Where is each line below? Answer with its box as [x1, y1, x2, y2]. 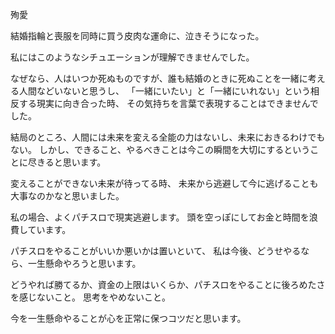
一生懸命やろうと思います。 [27, 258, 142, 269]
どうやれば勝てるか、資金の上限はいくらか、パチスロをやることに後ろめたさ [10, 279, 326, 290]
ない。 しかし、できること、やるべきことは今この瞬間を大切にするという [10, 144, 311, 155]
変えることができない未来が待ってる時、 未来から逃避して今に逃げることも [10, 178, 319, 189]
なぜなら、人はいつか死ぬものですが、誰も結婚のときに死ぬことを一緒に [10, 73, 308, 84]
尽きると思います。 [27, 156, 107, 168]
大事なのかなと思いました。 [10, 190, 125, 202]
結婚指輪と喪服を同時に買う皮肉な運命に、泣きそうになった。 [10, 30, 265, 42]
